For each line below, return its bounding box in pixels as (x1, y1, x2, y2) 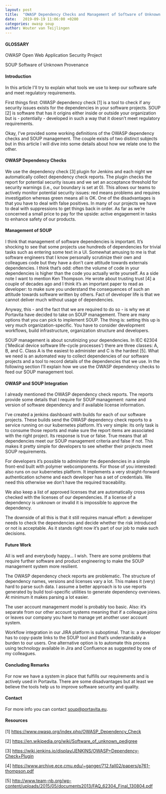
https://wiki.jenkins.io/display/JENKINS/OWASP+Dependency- (12, 748, 140, 754)
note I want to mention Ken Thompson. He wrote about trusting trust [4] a (5, 275, 155, 281)
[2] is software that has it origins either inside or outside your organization (5, 110, 156, 116)
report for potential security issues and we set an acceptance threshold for (5, 179, 158, 185)
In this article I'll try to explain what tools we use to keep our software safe (5, 84, 157, 90)
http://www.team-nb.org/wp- (12, 778, 72, 784)
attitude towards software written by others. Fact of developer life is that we (5, 291, 160, 297)
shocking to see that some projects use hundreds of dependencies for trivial (5, 243, 161, 249)
